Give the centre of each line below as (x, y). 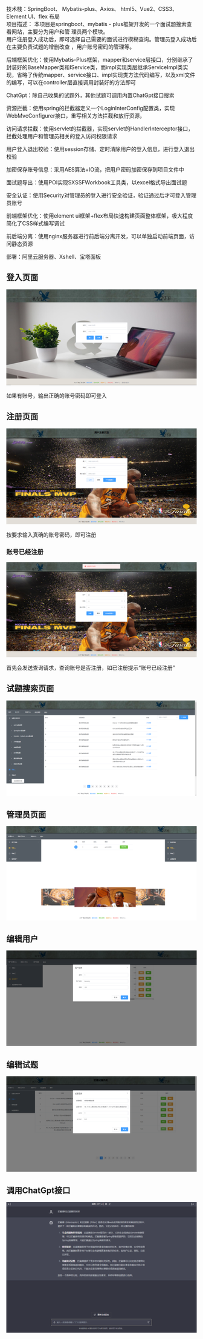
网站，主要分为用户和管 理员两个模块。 (60, 32)
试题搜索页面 (30, 689)
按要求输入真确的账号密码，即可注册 (51, 535)
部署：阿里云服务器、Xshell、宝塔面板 (54, 257)
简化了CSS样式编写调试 (36, 223)
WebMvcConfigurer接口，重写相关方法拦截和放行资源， (76, 116)
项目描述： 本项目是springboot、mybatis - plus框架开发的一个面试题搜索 (97, 24)
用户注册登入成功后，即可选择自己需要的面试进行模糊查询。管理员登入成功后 (101, 39)
